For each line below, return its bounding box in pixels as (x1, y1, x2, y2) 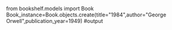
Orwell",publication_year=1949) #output (6, 18, 103, 24)
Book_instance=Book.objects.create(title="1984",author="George (6, 11, 167, 18)
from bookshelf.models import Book (6, 5, 94, 12)
